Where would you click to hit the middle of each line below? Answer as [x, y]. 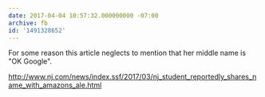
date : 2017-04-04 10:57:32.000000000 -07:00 [83, 16]
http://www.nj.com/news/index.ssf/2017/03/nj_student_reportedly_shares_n [132, 77]
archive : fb [28, 23]
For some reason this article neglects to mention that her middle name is [127, 53]
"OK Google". [30, 61]
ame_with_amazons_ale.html [55, 85]
